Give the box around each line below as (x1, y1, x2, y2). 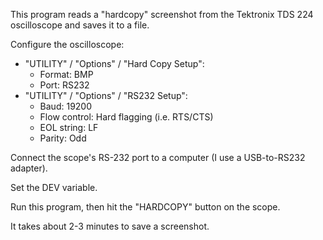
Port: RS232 (39, 79, 90, 91)
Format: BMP (39, 69, 94, 80)
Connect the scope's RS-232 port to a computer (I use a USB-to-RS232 (10, 152, 306, 163)
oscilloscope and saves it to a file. (10, 19, 150, 31)
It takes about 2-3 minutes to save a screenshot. (10, 220, 210, 232)
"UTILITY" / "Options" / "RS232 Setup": (24, 90, 188, 101)
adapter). (10, 162, 48, 174)
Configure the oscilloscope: (10, 39, 125, 50)
